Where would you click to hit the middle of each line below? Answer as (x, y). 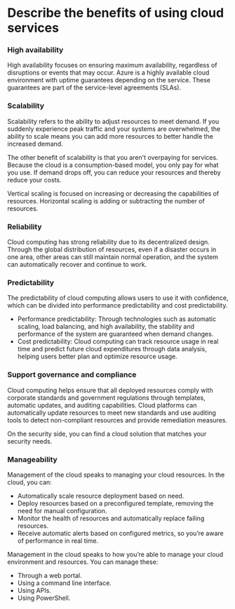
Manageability (32, 459)
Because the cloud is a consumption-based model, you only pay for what (113, 165)
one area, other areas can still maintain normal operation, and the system (113, 257)
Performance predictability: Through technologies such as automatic (116, 319)
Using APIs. (34, 590)
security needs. (30, 441)
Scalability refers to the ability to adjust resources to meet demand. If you (113, 121)
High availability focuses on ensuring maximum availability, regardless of (112, 65)
